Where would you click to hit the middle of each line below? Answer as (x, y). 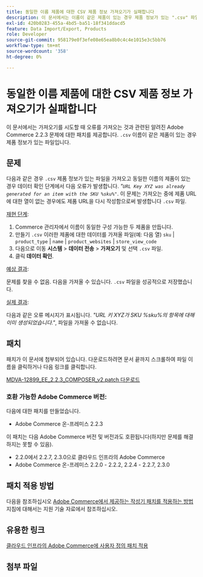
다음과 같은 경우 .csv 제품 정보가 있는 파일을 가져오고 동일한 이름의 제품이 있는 (99, 178)
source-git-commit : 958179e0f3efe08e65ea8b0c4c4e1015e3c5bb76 (86, 40)
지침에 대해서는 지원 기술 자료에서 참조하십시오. (62, 509)
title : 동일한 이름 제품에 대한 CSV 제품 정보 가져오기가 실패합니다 (80, 12)
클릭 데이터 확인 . (34, 256)
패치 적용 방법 (30, 485)
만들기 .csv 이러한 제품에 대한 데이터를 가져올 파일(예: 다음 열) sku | (95, 235)
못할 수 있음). (37, 445)
